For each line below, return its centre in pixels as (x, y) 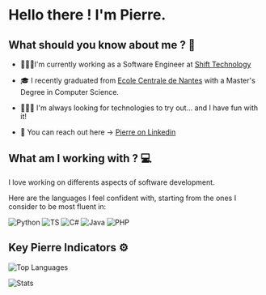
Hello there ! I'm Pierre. (87, 15)
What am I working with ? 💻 (80, 158)
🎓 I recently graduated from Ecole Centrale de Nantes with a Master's (138, 80)
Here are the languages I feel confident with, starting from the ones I (122, 198)
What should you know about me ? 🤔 (102, 45)
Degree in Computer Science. (70, 92)
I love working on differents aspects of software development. (112, 182)
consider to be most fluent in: (57, 206)
